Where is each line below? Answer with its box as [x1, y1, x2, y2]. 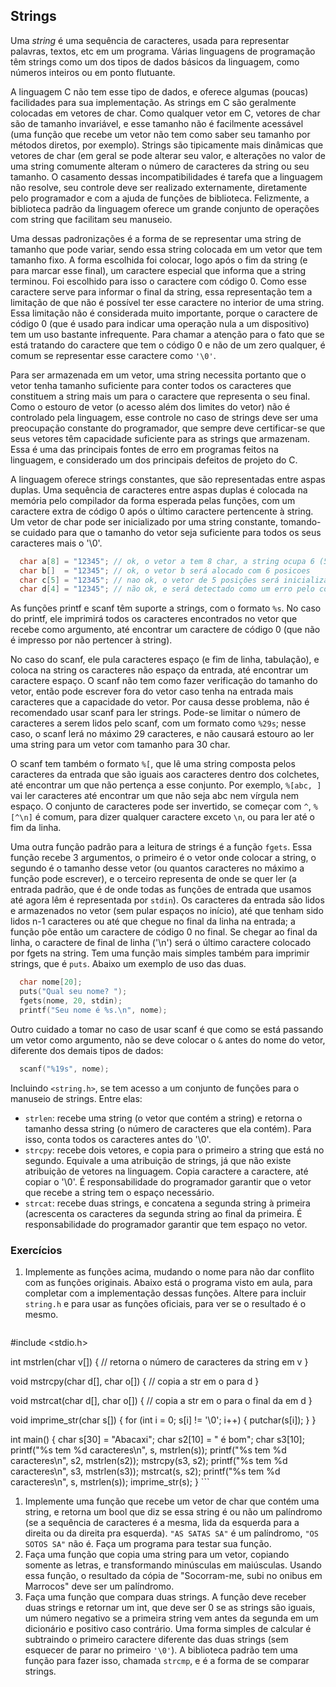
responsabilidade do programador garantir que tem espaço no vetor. [24, 1218, 308, 1230]
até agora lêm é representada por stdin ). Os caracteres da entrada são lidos [10, 894, 325, 906]
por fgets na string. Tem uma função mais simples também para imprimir [10, 947, 310, 959]
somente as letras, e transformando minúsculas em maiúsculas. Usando [24, 1559, 322, 1571]
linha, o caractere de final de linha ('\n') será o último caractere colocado [10, 937, 312, 949]
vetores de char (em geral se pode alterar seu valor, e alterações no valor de [10, 149, 326, 161]
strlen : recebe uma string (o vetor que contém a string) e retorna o [24, 1112, 303, 1124]
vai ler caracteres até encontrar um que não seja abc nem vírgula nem [10, 790, 300, 802]
